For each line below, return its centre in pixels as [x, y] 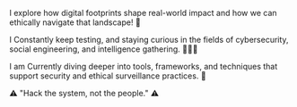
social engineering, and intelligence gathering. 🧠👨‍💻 [104, 49]
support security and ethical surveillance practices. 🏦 [108, 76]
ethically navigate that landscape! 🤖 [75, 22]
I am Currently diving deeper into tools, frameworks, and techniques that [144, 66]
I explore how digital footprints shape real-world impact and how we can [143, 13]
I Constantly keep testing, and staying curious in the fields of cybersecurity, [149, 40]
